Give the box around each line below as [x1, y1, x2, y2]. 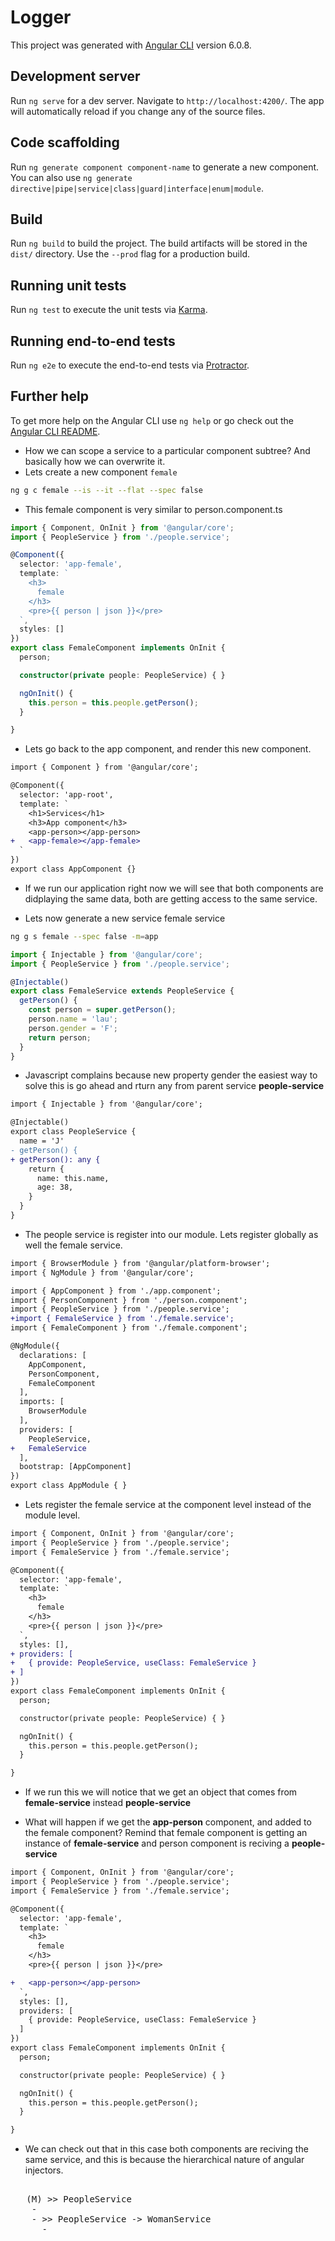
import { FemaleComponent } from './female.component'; [10, 1323, 248, 1333]
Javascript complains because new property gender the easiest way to [24, 1069, 318, 1081]
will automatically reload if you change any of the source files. [10, 105, 266, 117]
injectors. [24, 2164, 64, 2176]
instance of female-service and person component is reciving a [24, 1837, 290, 1850]
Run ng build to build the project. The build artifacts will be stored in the [10, 237, 308, 250]
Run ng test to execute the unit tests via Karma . [10, 304, 208, 316]
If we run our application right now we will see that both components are [24, 882, 324, 894]
